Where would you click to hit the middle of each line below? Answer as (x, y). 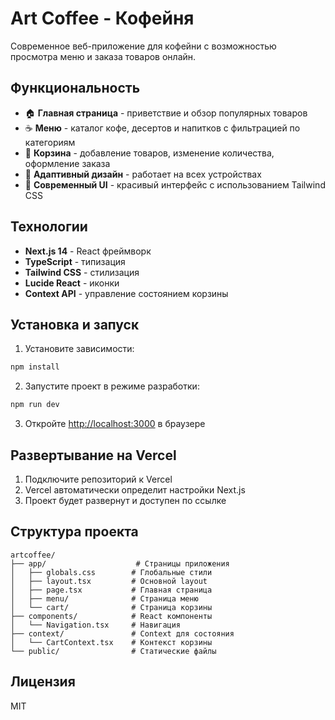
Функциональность (75, 88)
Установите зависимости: (79, 349)
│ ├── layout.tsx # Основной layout (109, 581)
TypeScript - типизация (75, 261)
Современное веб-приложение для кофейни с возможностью (143, 46)
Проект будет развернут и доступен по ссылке (125, 500)
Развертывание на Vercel (93, 455)
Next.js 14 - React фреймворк (88, 251)
